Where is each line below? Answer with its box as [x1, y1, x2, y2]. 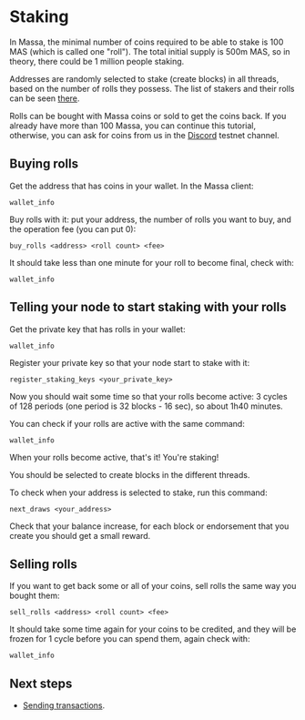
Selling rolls [9, 556, 77, 572]
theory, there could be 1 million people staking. [9, 56, 185, 66]
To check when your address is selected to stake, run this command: [9, 487, 268, 498]
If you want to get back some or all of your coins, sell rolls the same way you [9, 581, 297, 592]
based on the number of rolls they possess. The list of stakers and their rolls [9, 83, 295, 94]
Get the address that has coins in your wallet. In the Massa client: [9, 180, 254, 191]
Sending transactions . [22, 700, 106, 711]
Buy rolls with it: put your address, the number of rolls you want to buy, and [9, 214, 291, 225]
